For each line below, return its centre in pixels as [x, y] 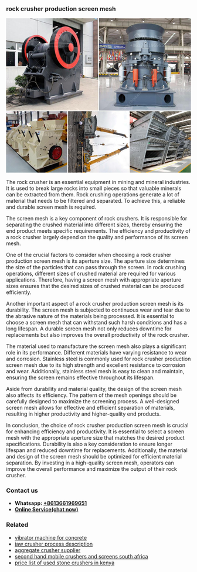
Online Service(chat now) [46, 510]
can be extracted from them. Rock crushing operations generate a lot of [93, 194]
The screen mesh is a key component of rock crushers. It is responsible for [97, 218]
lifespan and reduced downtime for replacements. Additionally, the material [97, 450]
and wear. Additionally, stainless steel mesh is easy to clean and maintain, [95, 371]
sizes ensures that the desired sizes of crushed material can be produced [95, 286]
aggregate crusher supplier [47, 550]
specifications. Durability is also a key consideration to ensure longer [89, 444]
